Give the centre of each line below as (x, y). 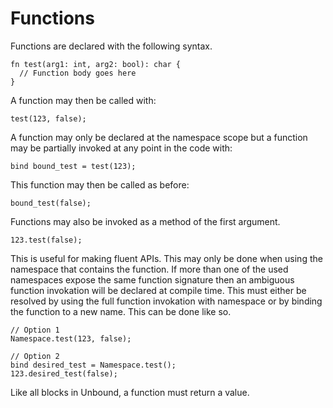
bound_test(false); (51, 203)
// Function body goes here (78, 73)
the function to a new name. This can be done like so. (121, 311)
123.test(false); (46, 240)
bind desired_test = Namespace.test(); (93, 365)
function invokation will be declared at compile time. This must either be (158, 290)
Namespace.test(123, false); (71, 338)
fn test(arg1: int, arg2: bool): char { (96, 64)
